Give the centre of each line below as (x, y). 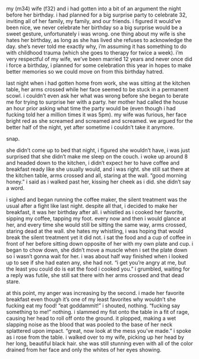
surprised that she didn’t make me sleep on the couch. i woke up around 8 (97, 156)
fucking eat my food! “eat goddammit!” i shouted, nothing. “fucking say (93, 306)
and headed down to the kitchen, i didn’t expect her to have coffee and (93, 163)
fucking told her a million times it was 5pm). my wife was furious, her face (97, 115)
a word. (15, 188)
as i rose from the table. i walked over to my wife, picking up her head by (95, 337)
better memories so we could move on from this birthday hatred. (85, 72)
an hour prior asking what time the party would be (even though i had (91, 108)
